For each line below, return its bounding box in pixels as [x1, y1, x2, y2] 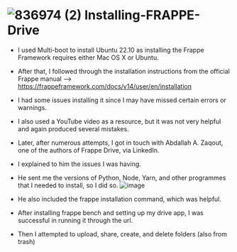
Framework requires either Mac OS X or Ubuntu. [17, 53, 160, 62]
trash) [17, 237, 35, 246]
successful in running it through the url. [17, 216, 133, 224]
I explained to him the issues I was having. [17, 160, 142, 168]
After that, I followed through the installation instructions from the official [17, 67, 231, 75]
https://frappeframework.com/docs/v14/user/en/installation [17, 82, 192, 90]
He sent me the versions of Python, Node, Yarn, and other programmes [17, 173, 226, 182]
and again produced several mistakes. [17, 124, 129, 133]
